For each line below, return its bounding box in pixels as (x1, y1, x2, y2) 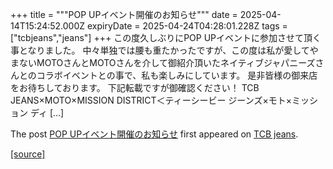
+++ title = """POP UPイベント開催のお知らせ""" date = (10, 9, 238, 20)
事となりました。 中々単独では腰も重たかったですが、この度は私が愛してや (10, 44, 319, 56)
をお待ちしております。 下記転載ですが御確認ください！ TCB (10, 82, 260, 93)
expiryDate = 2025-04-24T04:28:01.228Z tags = (86, 20, 288, 32)
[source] (10, 148, 46, 160)
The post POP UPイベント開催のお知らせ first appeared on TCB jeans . (10, 128, 299, 140)
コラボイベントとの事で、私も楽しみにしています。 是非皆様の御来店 (36, 69, 318, 81)
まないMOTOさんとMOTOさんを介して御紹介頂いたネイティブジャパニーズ (10, 57, 316, 68)
